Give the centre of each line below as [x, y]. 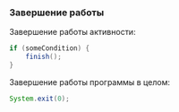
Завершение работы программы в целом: [89, 82]
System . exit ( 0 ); [39, 99]
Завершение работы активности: [72, 32]
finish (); [44, 57]
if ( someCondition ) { [50, 48]
